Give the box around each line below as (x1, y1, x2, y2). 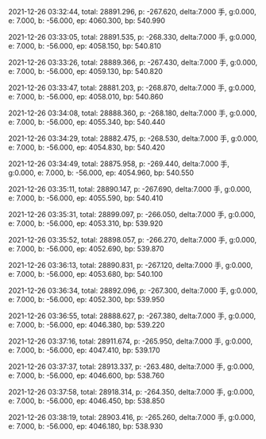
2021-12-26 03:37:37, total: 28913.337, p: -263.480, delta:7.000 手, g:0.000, (8, 362, 255, 371)
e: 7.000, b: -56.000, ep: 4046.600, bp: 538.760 (8, 371, 165, 380)
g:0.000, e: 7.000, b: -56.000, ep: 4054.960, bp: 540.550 (8, 168, 195, 177)
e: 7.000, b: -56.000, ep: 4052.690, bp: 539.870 (8, 244, 164, 253)
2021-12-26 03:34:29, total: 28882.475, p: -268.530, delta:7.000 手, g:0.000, (8, 134, 259, 143)
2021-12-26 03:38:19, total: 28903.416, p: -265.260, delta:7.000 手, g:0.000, (8, 413, 256, 422)
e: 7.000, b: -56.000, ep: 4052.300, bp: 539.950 (8, 295, 165, 304)
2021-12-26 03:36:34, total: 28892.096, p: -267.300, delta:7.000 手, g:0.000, (8, 286, 258, 295)
